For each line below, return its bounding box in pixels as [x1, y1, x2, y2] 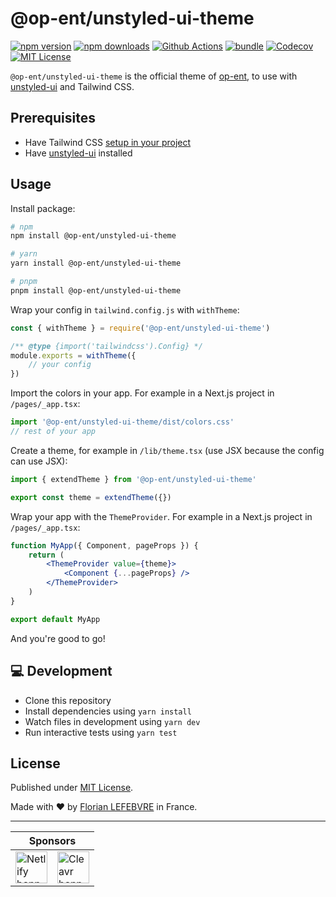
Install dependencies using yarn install [24, 705, 192, 717]
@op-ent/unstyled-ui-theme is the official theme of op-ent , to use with [10, 70, 298, 82]
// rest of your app [10, 427, 97, 437]
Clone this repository [24, 694, 112, 706]
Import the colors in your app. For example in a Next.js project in [10, 387, 275, 399]
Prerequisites [10, 110, 96, 127]
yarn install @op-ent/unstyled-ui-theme [10, 258, 182, 269]
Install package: [10, 202, 76, 214]
